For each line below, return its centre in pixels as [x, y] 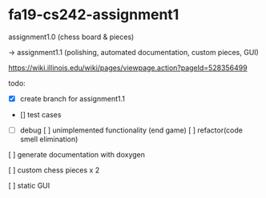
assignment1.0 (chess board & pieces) [71, 37]
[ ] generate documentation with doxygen [77, 155]
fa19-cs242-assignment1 [94, 15]
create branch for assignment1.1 [73, 98]
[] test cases [40, 115]
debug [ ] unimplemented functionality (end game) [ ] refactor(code [131, 130]
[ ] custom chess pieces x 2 [54, 170]
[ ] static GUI [29, 186]
